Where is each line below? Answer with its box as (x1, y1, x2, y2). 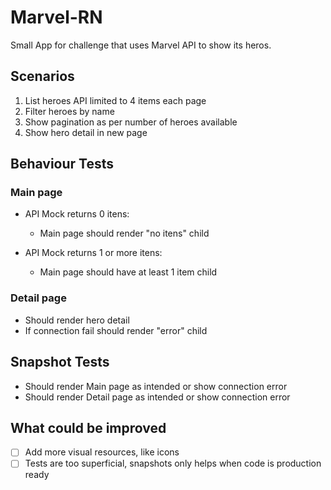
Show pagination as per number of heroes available (24, 116, 238, 128)
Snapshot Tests (10, 354, 110, 371)
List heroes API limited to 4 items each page (24, 94, 207, 106)
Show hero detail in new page (24, 126, 148, 138)
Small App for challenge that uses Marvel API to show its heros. (10, 39, 272, 51)
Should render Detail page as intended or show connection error (24, 391, 291, 403)
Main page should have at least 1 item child (39, 266, 218, 278)
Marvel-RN (10, 6, 103, 29)
